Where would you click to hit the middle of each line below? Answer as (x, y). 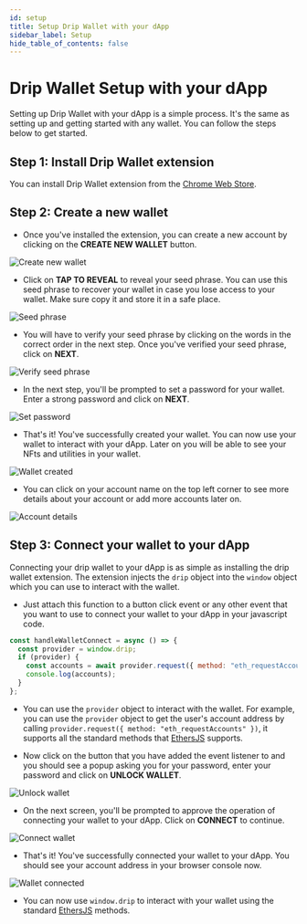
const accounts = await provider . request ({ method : (126, 666)
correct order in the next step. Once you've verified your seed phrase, (154, 344)
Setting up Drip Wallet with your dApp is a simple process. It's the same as (149, 114)
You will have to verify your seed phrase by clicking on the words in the (157, 334)
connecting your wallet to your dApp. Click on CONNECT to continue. (153, 820)
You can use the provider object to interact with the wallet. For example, (159, 709)
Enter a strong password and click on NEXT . (106, 399)
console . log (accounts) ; (71, 675)
